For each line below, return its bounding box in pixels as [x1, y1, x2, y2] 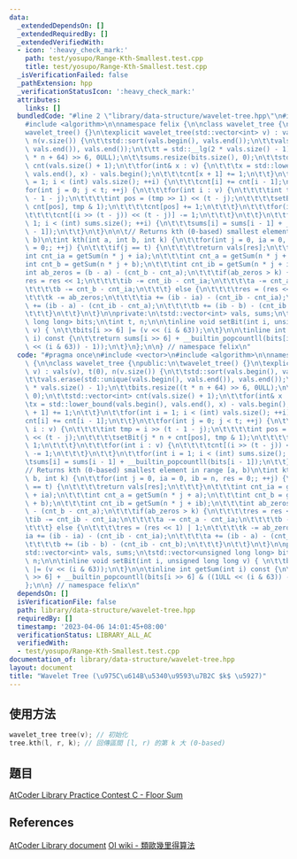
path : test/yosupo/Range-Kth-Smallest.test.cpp [25, 54, 203, 63]
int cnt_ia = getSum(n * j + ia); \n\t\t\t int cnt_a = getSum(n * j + [25, 252, 287, 261]
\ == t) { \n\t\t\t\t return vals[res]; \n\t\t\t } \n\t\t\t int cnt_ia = [25, 482, 283, 491]
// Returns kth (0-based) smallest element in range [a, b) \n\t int [25, 466, 278, 475]
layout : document [9, 663, 73, 672]
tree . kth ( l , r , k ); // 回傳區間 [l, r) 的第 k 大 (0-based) [9, 739, 226, 748]
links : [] [25, 104, 62, 112]
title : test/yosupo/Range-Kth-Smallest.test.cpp [25, 63, 208, 72]
